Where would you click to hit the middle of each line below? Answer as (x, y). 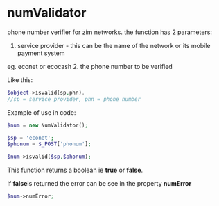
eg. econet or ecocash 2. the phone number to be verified (90, 66)
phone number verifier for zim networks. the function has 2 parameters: (110, 32)
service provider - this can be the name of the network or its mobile (114, 45)
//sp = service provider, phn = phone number (74, 99)
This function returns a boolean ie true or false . (75, 170)
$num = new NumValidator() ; (48, 125)
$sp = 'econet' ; (30, 138)
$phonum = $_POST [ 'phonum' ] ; (49, 144)
